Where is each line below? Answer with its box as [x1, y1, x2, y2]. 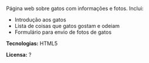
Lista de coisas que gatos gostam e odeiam [14, 23, 120, 29]
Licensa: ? [6, 51, 32, 58]
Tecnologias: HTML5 [6, 40, 58, 47]
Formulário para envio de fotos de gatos [14, 29, 112, 36]
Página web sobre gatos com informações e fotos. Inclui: [6, 5, 144, 12]
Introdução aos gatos [14, 16, 66, 23]
